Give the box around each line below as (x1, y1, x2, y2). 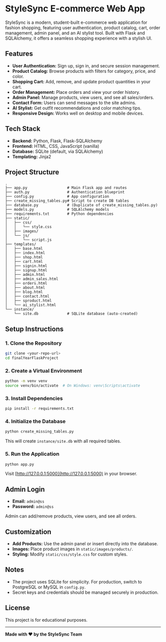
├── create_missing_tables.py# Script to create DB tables (5, 198, 129, 203)
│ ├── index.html (5, 251, 45, 256)
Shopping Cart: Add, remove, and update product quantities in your (12, 78, 151, 84)
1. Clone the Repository (5, 339, 62, 346)
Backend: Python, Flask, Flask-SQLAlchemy (12, 137, 103, 144)
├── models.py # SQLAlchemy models (5, 207, 110, 212)
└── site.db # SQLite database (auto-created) (14, 311, 138, 317)
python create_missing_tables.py (5, 429, 74, 434)
